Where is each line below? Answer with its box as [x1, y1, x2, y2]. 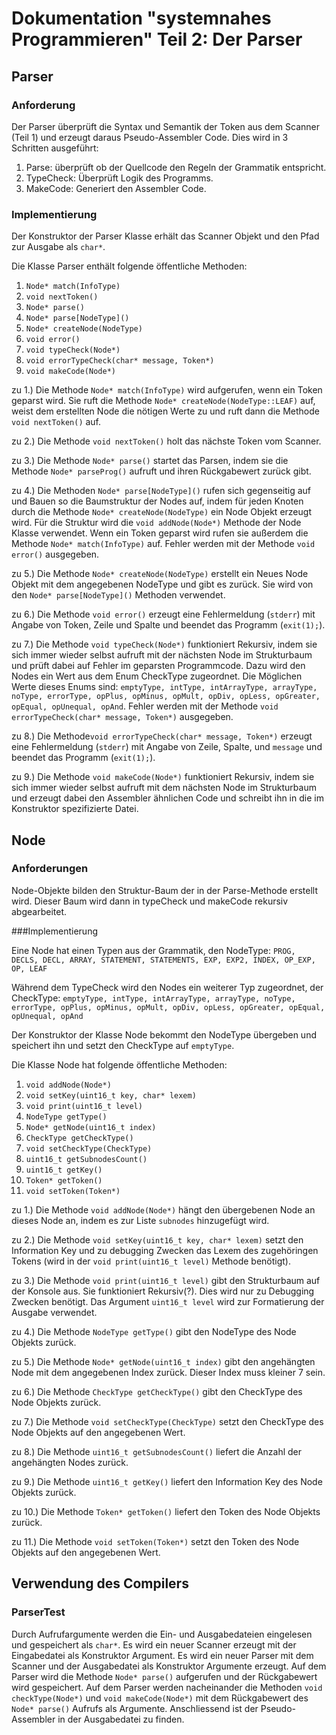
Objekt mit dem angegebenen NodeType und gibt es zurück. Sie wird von [11, 578, 314, 591]
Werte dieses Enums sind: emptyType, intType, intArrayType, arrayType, [11, 681, 318, 693]
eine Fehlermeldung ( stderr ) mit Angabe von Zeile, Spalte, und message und [11, 741, 323, 753]
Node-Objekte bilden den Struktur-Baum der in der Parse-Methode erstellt [11, 884, 318, 896]
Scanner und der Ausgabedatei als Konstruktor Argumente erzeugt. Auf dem [11, 1660, 327, 1672]
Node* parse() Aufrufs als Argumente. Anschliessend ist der [11, 1702, 259, 1714]
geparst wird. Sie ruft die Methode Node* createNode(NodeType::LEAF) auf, [11, 395, 316, 407]
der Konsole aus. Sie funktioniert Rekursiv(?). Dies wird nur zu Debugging [11, 1285, 315, 1297]
